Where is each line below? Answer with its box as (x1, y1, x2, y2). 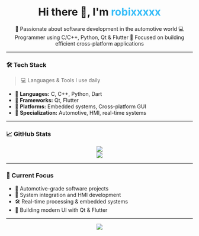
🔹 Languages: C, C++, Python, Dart (14, 90, 102, 98)
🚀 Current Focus (6, 172, 54, 180)
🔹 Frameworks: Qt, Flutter (14, 97, 79, 104)
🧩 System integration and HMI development (14, 191, 121, 198)
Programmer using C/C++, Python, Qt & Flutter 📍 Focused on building (14, 34, 185, 41)
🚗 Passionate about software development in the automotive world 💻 (15, 25, 184, 32)
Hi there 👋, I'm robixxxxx (38, 5, 161, 19)
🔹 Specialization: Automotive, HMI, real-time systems (14, 109, 147, 117)
